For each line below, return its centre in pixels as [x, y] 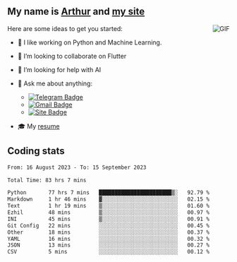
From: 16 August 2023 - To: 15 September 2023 [77, 167]
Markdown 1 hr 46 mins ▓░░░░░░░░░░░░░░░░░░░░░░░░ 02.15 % [109, 200]
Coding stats [36, 151]
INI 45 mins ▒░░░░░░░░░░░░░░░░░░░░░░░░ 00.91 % [109, 219]
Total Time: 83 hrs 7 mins [47, 180]
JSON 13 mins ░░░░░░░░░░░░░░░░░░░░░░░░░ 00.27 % [109, 245]
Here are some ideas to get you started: [65, 28]
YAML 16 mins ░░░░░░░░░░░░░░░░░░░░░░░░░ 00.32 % [109, 239]
